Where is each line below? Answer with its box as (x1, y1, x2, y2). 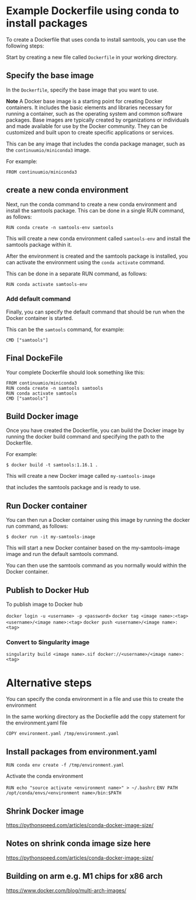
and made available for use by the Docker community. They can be (6, 122, 168, 130)
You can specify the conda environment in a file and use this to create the (6, 696, 184, 703)
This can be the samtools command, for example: (6, 326, 125, 333)
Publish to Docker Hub (6, 585, 90, 595)
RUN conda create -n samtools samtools (6, 385, 104, 391)
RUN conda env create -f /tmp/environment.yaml (6, 762, 125, 768)
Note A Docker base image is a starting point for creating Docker (6, 97, 163, 105)
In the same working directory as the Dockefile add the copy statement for (6, 713, 185, 720)
